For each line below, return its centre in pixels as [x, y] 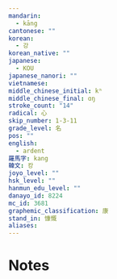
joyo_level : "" [34, 173]
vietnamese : [28, 83]
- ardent [30, 151]
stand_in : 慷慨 [33, 219]
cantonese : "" [32, 31]
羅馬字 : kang [28, 158]
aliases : [23, 226]
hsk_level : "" [32, 181]
